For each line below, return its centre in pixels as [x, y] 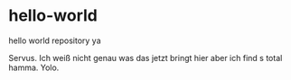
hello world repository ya [55, 40]
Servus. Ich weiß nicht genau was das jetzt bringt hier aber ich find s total [145, 58]
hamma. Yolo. [34, 67]
